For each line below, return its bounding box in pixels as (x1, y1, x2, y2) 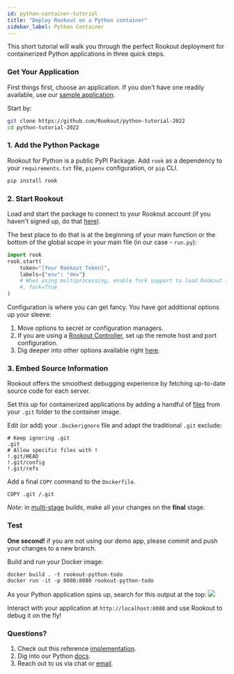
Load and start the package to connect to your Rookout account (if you (7, 209, 211, 218)
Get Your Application (7, 67, 79, 77)
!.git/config (7, 459, 45, 466)
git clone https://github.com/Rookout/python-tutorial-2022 (7, 117, 186, 124)
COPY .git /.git (7, 491, 54, 498)
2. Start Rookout (7, 193, 64, 203)
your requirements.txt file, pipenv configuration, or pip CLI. (7, 163, 178, 172)
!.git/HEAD (7, 453, 39, 460)
